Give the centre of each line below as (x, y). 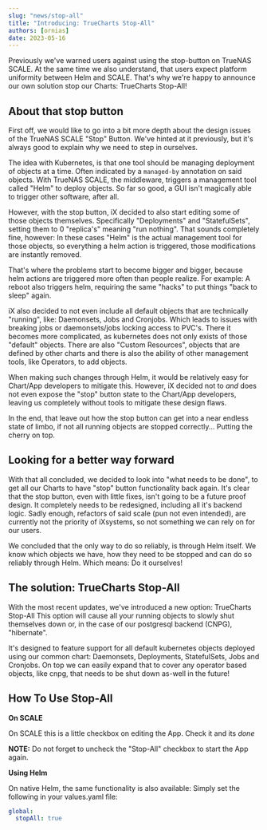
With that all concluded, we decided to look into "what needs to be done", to (133, 479)
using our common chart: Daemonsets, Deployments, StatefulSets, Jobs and (134, 656)
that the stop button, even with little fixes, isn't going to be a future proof (128, 496)
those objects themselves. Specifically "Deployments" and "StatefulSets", (129, 221)
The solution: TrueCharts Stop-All (94, 588)
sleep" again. (30, 295)
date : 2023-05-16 (37, 38)
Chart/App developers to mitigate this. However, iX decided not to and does (133, 386)
